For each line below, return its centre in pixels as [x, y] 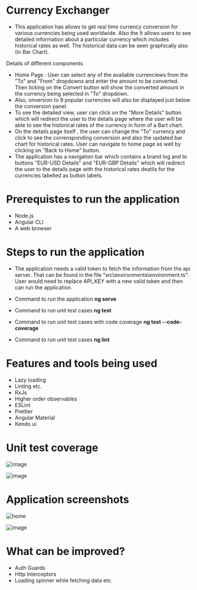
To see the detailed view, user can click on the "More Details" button [98, 112]
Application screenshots [68, 499]
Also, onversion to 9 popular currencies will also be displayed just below [102, 100]
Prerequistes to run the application [93, 199]
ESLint [22, 405]
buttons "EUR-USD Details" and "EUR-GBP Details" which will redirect [100, 163]
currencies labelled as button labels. [59, 175]
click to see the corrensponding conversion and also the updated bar [98, 137]
